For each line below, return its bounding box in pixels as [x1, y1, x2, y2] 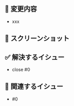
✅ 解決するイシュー [4, 53, 64, 61]
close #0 [11, 67, 30, 73]
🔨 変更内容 [4, 5, 37, 14]
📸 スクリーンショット [4, 34, 69, 43]
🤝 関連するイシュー [4, 82, 63, 91]
